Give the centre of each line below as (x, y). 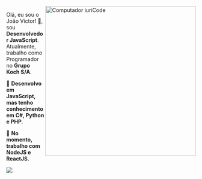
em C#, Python (25, 115)
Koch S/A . (19, 72)
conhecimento (25, 109)
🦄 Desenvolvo (24, 84)
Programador (23, 59)
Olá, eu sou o (23, 15)
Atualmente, (21, 46)
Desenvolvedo (25, 34)
